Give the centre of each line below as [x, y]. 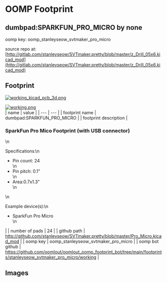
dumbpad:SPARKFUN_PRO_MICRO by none [74, 28]
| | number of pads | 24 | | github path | [45, 231]
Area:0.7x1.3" [26, 182]
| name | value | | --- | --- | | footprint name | [51, 112]
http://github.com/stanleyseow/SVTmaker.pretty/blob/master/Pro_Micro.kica [83, 236]
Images [17, 273]
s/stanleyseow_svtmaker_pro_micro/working [51, 257]
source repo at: [21, 49]
